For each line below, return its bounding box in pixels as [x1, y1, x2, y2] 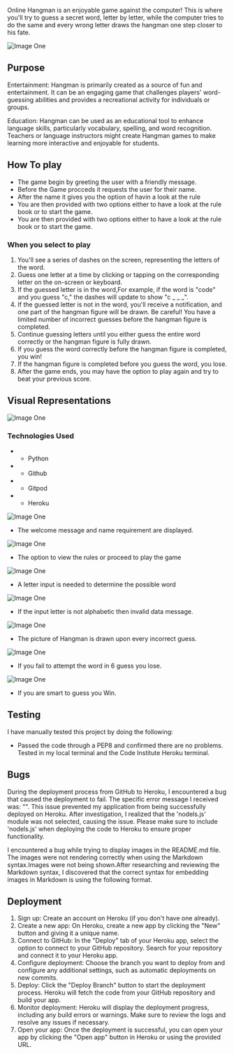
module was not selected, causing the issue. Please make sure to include [7, 817, 218, 825]
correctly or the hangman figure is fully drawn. [17, 337, 152, 346]
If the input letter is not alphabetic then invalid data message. [17, 607, 193, 616]
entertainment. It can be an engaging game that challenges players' [7, 87, 202, 97]
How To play [7, 159, 62, 171]
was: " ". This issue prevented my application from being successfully [7, 802, 206, 810]
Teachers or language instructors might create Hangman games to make [7, 131, 217, 139]
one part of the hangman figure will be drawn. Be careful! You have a [17, 307, 216, 316]
